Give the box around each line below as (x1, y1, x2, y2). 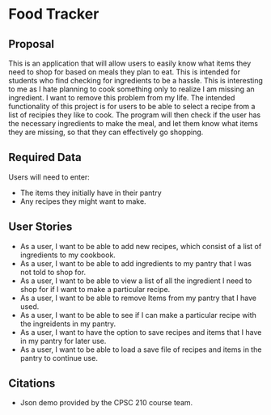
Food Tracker (8, 5, 100, 23)
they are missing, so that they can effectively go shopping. (8, 127, 204, 137)
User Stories (8, 220, 73, 234)
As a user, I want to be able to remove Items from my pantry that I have (19, 293, 257, 303)
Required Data (8, 150, 83, 164)
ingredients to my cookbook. (19, 250, 116, 260)
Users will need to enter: (8, 172, 91, 182)
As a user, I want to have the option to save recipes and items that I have (19, 327, 262, 337)
